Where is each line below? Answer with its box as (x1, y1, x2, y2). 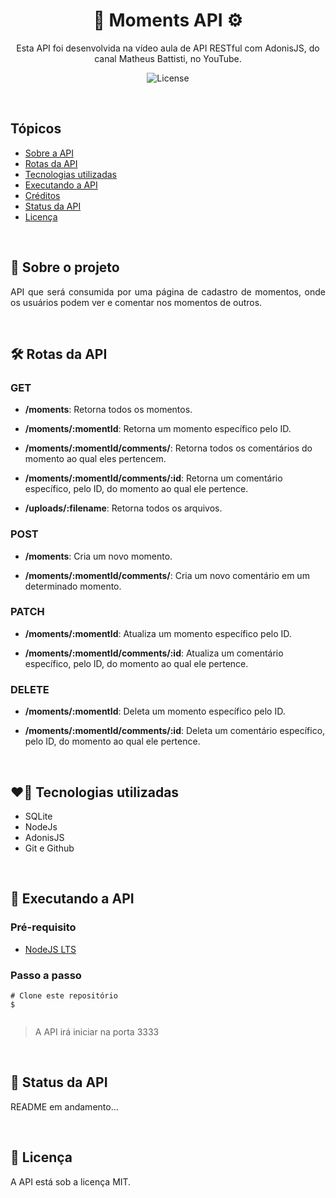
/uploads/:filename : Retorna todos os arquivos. (24, 502, 223, 514)
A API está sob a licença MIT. (10, 1175, 132, 1188)
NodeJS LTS (24, 943, 77, 955)
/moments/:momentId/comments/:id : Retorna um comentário (24, 472, 283, 484)
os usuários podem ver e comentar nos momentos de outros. (10, 296, 263, 308)
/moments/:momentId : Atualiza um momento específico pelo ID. (24, 627, 292, 639)
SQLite (24, 810, 53, 822)
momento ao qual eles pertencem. (24, 453, 167, 465)
